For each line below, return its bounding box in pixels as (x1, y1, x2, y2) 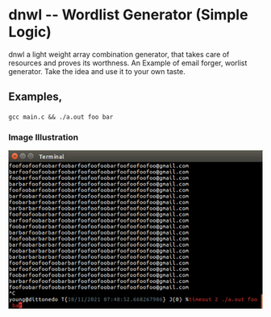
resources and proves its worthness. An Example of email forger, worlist (8, 58, 248, 68)
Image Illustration (8, 131, 79, 143)
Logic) (8, 23, 52, 41)
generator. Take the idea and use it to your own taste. (8, 66, 186, 76)
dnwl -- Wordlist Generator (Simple (8, 6, 248, 24)
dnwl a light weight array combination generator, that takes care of (8, 49, 230, 59)
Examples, (8, 90, 63, 104)
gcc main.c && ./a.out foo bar (8, 113, 114, 121)
